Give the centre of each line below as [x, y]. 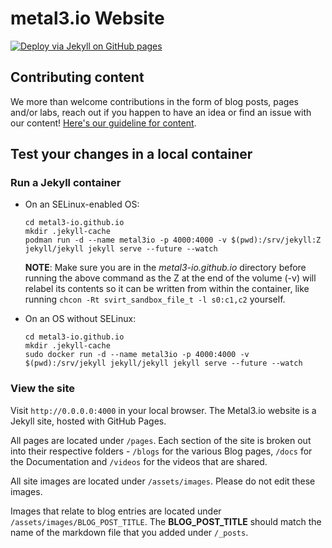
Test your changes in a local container [131, 154]
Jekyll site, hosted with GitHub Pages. [88, 421]
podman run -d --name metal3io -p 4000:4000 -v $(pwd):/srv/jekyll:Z [173, 240]
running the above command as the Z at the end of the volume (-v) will [170, 278]
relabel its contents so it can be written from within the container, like [167, 289]
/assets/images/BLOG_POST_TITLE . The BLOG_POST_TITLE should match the [166, 521]
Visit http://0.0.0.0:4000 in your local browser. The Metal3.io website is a [163, 410]
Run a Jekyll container [66, 183]
